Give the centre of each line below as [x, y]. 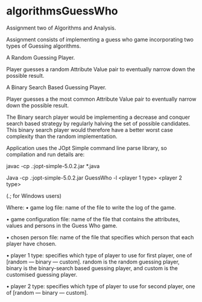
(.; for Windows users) [34, 196]
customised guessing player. [42, 274]
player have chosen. [31, 244]
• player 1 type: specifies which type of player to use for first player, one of [99, 255]
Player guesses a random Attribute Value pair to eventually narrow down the [101, 69]
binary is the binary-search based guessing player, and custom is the [92, 268]
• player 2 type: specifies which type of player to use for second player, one [101, 286]
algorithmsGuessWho [62, 11]
